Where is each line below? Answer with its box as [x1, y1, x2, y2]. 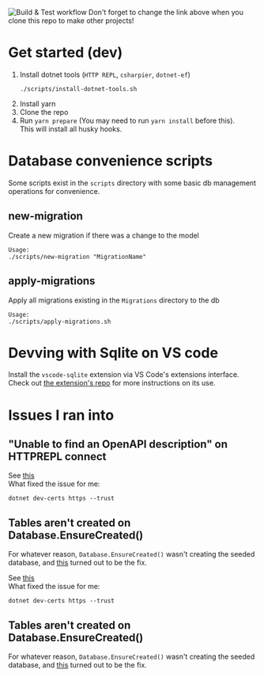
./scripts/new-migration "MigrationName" [8, 253, 147, 261]
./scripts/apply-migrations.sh [8, 318, 111, 325]
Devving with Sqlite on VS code [8, 344, 219, 362]
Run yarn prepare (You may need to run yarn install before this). [19, 116, 236, 125]
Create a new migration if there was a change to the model [8, 230, 200, 240]
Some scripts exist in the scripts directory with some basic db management [8, 178, 257, 188]
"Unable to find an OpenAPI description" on [8, 438, 228, 451]
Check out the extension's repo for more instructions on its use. [8, 378, 216, 388]
